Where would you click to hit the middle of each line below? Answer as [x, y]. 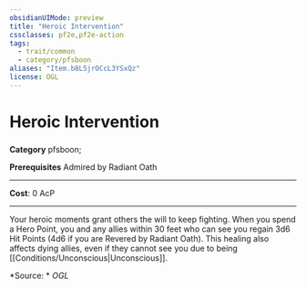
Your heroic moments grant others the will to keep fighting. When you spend [153, 219]
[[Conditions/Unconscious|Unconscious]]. [89, 258]
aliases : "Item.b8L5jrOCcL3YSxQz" [75, 69]
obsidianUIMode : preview [56, 18]
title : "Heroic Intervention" [67, 26]
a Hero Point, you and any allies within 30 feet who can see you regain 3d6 [150, 229]
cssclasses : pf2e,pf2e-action [67, 35]
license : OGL [34, 77]
